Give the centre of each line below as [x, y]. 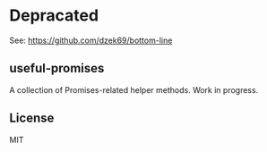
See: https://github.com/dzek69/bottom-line [91, 40]
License [32, 118]
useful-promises [57, 68]
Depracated [54, 16]
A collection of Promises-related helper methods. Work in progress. [134, 89]
